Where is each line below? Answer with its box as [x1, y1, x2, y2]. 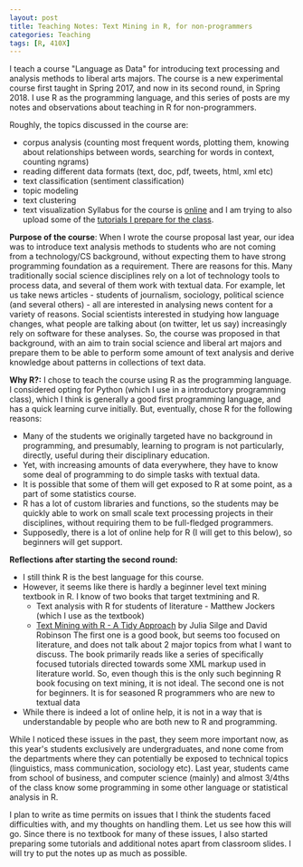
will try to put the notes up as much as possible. [9, 848, 188, 859]
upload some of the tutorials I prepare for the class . [22, 214, 214, 225]
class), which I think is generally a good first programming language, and [9, 394, 281, 404]
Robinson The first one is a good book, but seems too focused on [35, 629, 280, 640]
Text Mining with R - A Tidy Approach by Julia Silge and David [35, 620, 268, 631]
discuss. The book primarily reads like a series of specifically [35, 649, 264, 660]
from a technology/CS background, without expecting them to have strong [9, 251, 287, 262]
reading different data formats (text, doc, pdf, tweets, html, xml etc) [22, 166, 274, 177]
